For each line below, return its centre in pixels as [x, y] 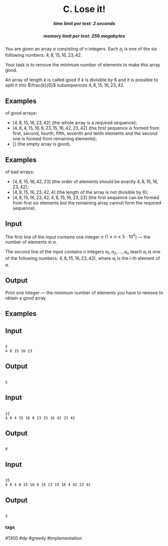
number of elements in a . [31, 242]
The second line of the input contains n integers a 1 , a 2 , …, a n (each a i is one [83, 252]
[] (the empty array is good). [42, 144]
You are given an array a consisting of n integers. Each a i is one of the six [81, 49]
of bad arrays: [20, 172]
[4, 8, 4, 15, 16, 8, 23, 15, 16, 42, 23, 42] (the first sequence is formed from [86, 128]
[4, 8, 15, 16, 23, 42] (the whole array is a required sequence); [75, 123]
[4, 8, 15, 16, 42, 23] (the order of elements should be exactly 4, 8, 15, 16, [85, 181]
